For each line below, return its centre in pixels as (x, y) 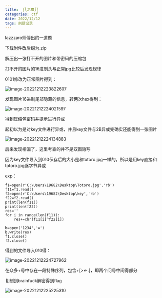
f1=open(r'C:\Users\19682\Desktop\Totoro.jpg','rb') (60, 185)
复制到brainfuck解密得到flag (33, 281)
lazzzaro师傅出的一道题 (29, 38)
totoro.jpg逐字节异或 (26, 166)
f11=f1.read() (20, 190)
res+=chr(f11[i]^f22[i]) (39, 220)
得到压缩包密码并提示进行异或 (35, 119)
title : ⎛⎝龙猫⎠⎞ (22, 10)
